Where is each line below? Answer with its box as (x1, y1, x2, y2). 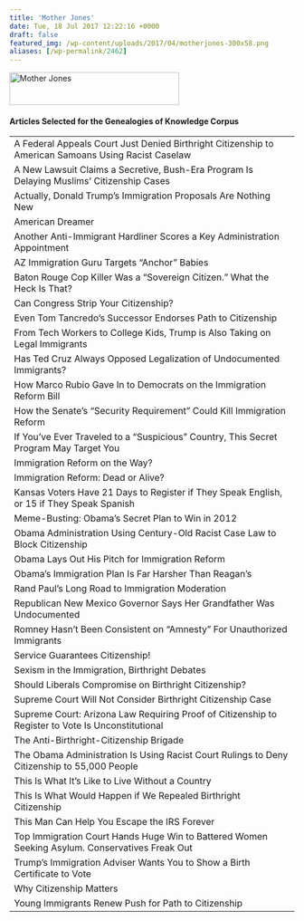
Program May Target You (14, 442, 120, 455)
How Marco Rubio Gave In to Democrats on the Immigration (14, 379, 267, 391)
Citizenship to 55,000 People (14, 760, 138, 772)
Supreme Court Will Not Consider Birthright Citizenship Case (14, 694, 271, 706)
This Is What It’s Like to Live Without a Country (14, 775, 212, 788)
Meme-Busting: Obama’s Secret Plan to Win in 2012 (14, 513, 238, 525)
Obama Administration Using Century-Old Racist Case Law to (14, 527, 277, 540)
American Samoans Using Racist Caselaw (14, 149, 192, 161)
